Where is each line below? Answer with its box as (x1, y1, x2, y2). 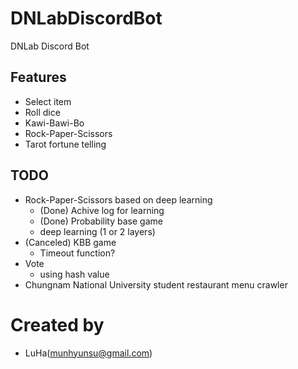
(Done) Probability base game (39, 215, 163, 227)
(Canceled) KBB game (24, 236, 117, 248)
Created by (10, 313, 105, 336)
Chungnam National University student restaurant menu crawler (24, 278, 288, 291)
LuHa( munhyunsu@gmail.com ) (24, 347, 153, 359)
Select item (24, 95, 72, 107)
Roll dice (24, 106, 61, 118)
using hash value (39, 268, 110, 280)
